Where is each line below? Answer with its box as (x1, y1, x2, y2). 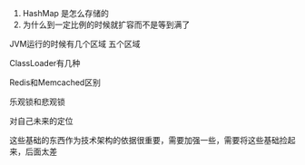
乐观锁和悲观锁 (9, 96, 65, 107)
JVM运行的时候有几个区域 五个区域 (9, 39, 141, 49)
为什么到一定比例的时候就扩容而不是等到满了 (22, 19, 191, 30)
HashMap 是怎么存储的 (22, 8, 109, 18)
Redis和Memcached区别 (9, 77, 102, 88)
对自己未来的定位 (9, 116, 74, 126)
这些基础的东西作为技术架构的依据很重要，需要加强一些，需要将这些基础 (9, 135, 280, 145)
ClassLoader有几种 (9, 58, 81, 68)
